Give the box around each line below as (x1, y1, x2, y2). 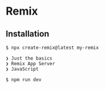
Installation (5, 29, 49, 39)
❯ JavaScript (5, 66, 39, 72)
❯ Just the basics (5, 55, 52, 62)
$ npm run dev (5, 77, 42, 83)
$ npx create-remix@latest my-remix (5, 44, 99, 51)
